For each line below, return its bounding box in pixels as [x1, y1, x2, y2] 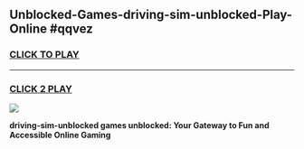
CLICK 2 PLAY [9, 82, 72, 95]
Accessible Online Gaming [9, 129, 111, 140]
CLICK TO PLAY [9, 49, 80, 61]
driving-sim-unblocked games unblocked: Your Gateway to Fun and [9, 119, 270, 130]
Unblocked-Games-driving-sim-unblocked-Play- [9, 7, 292, 23]
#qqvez [49, 22, 93, 37]
